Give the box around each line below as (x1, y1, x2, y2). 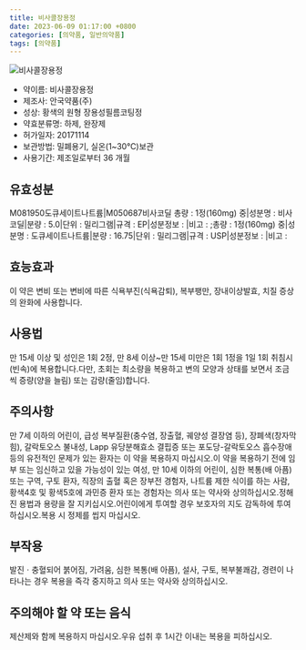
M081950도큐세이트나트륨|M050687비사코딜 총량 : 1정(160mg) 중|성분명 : (9, 208, 276, 218)
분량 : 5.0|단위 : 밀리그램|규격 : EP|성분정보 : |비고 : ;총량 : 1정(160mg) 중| (26, 219, 289, 230)
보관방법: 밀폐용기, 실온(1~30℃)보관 (22, 141, 155, 152)
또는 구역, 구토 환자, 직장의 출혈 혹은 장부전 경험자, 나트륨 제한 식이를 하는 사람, (9, 475, 291, 486)
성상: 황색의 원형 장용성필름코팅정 (22, 107, 143, 118)
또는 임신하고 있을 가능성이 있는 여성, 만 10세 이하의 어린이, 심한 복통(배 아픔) (18, 463, 293, 474)
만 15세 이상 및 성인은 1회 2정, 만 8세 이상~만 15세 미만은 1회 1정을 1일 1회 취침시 (9, 351, 293, 362)
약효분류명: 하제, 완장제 (22, 118, 107, 129)
